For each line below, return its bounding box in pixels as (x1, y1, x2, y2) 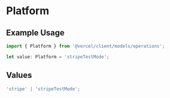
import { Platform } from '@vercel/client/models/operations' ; (6, 43, 165, 49)
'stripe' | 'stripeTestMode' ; (6, 86, 81, 92)
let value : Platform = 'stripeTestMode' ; (6, 54, 110, 60)
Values (6, 70, 32, 80)
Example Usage (6, 28, 65, 38)
